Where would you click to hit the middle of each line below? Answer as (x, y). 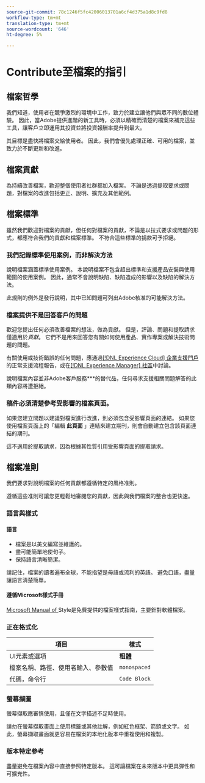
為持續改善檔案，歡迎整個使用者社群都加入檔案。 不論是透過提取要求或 (95, 185)
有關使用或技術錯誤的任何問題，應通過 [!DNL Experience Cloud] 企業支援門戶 (103, 358)
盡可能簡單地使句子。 (42, 551)
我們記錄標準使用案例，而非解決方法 (59, 255)
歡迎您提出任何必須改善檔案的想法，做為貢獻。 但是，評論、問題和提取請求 (101, 329)
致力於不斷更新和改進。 (36, 149)
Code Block (135, 679)
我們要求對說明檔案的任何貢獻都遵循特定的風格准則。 (73, 483)
